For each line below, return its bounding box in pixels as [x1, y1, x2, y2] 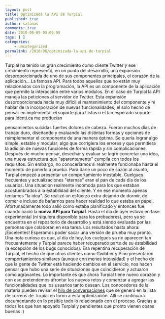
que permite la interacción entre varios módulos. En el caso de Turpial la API [5, 89, 160, 94]
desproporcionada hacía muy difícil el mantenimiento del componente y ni [5, 99, 155, 105]
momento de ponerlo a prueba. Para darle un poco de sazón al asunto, [5, 166, 149, 172]
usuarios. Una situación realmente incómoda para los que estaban [5, 182, 139, 188]
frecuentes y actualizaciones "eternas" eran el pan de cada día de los [5, 177, 147, 183]
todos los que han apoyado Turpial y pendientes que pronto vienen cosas [5, 303, 154, 309]
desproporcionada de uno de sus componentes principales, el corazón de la [5, 73, 160, 79]
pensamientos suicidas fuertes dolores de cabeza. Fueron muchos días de [5, 124, 157, 130]
